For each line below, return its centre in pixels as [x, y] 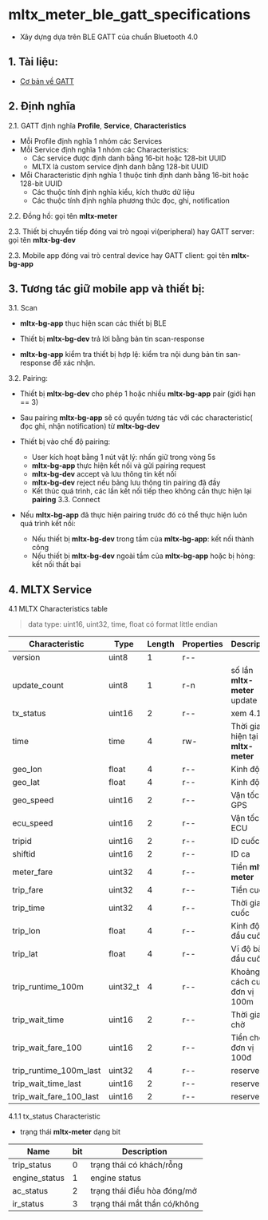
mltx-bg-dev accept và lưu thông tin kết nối [104, 474]
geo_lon [27, 770]
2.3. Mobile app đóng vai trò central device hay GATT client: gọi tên [119, 255]
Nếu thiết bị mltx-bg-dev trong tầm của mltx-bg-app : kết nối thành [143, 539]
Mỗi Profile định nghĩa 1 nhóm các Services [91, 141]
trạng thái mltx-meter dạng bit [70, 1132]
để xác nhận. [74, 363]
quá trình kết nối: [47, 524]
